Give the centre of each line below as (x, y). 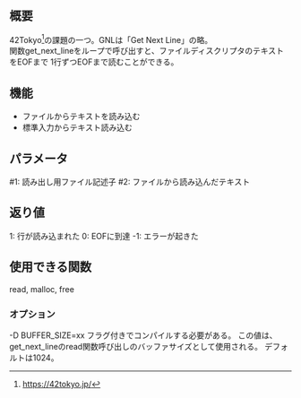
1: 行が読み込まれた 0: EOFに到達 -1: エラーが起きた (104, 236)
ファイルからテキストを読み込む (81, 117)
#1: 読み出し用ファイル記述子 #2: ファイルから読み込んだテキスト (130, 182)
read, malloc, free (42, 289)
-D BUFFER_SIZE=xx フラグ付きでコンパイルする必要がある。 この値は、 (143, 335)
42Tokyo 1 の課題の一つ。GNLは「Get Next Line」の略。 (111, 39)
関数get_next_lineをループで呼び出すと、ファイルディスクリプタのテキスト (147, 51)
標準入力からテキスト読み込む (77, 127)
